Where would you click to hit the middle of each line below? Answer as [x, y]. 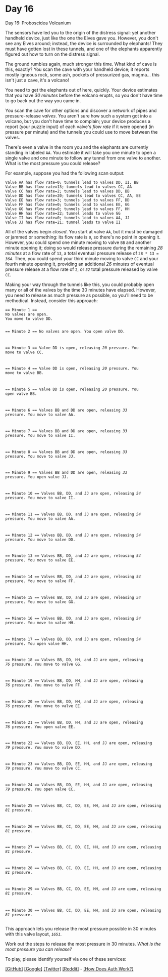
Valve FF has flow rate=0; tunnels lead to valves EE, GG [67, 205]
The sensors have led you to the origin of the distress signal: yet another [80, 32]
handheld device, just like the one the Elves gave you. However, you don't [82, 38]
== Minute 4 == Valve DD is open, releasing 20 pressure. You [72, 369]
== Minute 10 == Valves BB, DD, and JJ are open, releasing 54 [73, 494]
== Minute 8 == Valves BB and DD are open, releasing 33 [66, 452]
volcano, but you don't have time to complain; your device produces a [78, 121]
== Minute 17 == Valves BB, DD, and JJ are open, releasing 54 [73, 639]
